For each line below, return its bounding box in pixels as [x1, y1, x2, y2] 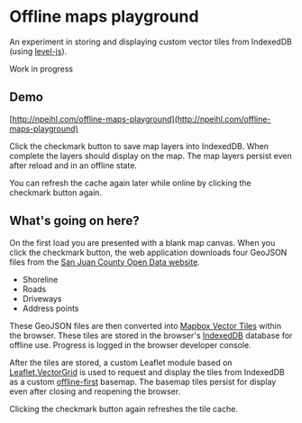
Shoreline [22, 274, 59, 285]
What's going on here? [9, 213, 140, 229]
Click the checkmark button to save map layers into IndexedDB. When [9, 140, 269, 151]
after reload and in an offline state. [9, 160, 138, 171]
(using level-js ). [9, 45, 68, 56]
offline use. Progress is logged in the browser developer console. [9, 339, 252, 350]
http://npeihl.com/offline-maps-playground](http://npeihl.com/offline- [12, 113, 271, 124]
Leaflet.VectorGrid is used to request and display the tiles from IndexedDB [9, 366, 286, 377]
